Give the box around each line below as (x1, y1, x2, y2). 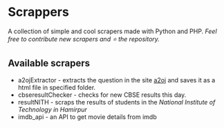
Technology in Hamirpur (17, 105, 87, 113)
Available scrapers (8, 57, 91, 69)
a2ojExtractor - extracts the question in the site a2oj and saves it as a (17, 75, 216, 84)
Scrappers (8, 4, 70, 20)
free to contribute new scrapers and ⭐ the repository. (8, 35, 160, 43)
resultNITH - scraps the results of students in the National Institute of (17, 98, 216, 106)
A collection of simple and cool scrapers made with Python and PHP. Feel (8, 27, 217, 35)
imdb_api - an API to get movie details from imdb (17, 112, 158, 121)
